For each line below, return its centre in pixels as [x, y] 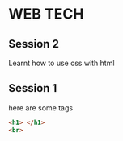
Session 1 [33, 88]
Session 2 [34, 44]
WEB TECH [46, 14]
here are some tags [41, 108]
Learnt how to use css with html [61, 63]
